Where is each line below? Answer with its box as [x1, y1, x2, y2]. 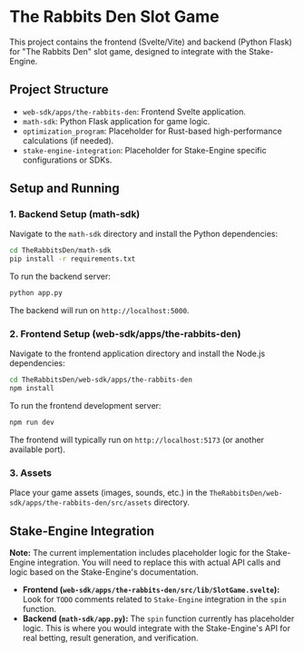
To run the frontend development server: [9, 400, 162, 411]
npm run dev [9, 418, 54, 428]
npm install [9, 384, 54, 393]
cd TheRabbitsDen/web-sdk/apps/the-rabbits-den [9, 375, 193, 385]
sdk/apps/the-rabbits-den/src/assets [9, 499, 152, 508]
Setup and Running [9, 181, 120, 196]
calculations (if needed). [22, 134, 114, 146]
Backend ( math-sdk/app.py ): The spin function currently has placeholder [22, 613, 295, 624]
